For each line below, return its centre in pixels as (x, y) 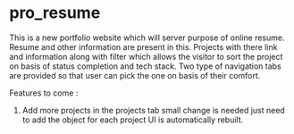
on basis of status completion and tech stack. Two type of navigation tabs (145, 66)
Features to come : (44, 93)
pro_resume (55, 13)
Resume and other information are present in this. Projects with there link (143, 46)
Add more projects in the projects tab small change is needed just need (154, 110)
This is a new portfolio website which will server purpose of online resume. (147, 38)
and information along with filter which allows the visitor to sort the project (146, 56)
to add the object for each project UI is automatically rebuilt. (133, 120)
